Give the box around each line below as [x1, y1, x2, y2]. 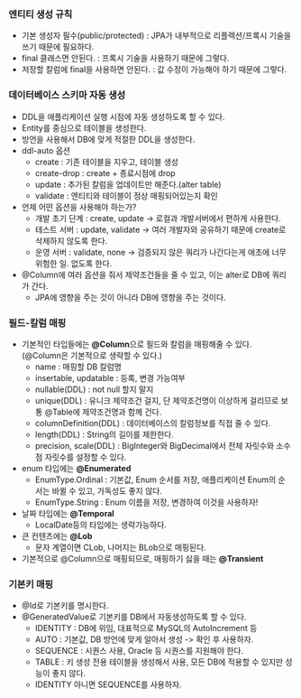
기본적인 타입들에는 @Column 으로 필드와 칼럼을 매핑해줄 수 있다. [21, 339, 252, 349]
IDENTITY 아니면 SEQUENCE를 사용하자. [34, 679, 182, 690]
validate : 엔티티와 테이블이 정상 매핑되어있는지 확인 [34, 190, 218, 200]
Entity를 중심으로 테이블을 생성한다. [21, 122, 147, 133]
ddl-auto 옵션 [21, 144, 71, 155]
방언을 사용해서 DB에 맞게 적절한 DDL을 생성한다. [21, 134, 196, 144]
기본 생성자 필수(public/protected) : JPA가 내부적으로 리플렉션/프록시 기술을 [21, 30, 292, 42]
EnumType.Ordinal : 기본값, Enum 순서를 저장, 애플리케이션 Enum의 [34, 474, 277, 485]
